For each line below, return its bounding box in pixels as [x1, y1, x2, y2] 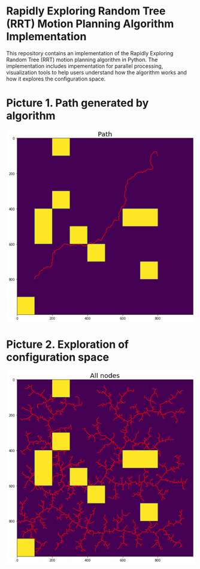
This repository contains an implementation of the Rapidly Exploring [6, 49, 174, 56]
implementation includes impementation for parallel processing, [6, 62, 163, 70]
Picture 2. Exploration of [6, 338, 129, 351]
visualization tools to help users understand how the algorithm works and [6, 68, 187, 76]
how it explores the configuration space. [6, 75, 106, 82]
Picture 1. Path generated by [6, 96, 149, 110]
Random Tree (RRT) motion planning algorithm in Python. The [6, 56, 158, 63]
